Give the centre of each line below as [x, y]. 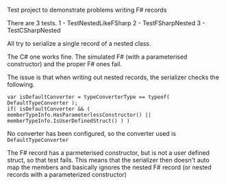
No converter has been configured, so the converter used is [92, 133]
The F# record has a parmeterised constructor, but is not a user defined [109, 153]
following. [21, 84]
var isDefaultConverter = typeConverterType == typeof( [88, 97]
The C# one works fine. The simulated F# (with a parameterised [97, 57]
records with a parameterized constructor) [67, 174]
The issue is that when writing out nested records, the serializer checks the [113, 77]
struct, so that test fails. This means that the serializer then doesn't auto [109, 160]
